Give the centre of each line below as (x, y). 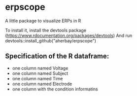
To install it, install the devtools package (46, 30)
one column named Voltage (40, 68)
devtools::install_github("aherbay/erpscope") (51, 40)
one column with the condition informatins (55, 89)
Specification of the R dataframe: (57, 56)
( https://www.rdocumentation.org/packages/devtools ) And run (69, 35)
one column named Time (37, 78)
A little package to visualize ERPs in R (43, 21)
